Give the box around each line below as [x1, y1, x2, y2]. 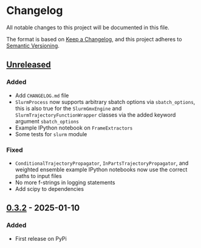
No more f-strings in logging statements [15, 179, 115, 186]
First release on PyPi [15, 235, 67, 242]
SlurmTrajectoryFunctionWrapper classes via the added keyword [15, 111, 176, 119]
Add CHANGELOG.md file [15, 92, 69, 99]
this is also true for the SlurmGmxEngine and [15, 105, 122, 112]
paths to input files [15, 172, 62, 179]
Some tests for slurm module [15, 130, 87, 137]
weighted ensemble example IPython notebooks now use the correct [15, 165, 188, 173]
